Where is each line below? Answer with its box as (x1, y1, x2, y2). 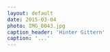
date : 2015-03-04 (7, 16, 57, 23)
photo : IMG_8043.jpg (7, 22, 66, 29)
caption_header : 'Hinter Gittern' (7, 28, 106, 36)
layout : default (7, 9, 53, 17)
